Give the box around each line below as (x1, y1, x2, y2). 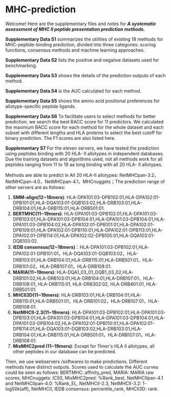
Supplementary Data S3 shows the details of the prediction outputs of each (5, 72, 166, 78)
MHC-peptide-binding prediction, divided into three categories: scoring (5, 41, 156, 47)
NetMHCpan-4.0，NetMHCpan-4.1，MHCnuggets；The (5, 178, 124, 185)
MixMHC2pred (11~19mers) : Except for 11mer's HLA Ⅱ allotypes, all (12, 343, 155, 349)
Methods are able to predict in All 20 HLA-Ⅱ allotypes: (5, 172, 119, 178)
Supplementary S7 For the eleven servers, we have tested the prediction (5, 145, 160, 151)
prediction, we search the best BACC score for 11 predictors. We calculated (5, 118, 164, 124)
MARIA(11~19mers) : (12, 269, 56, 275)
